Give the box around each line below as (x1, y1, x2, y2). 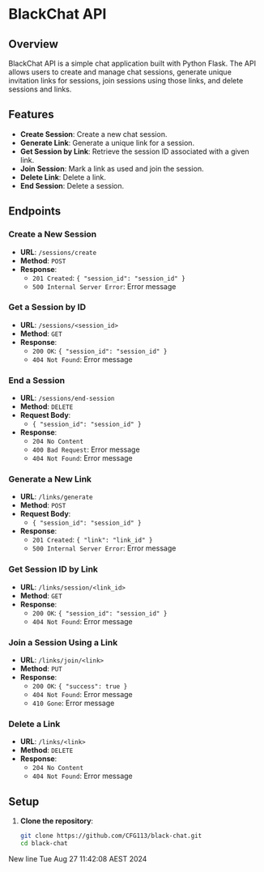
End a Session (8, 374, 66, 385)
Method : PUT (19, 663, 62, 673)
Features (8, 108, 54, 121)
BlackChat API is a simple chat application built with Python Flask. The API (8, 58, 257, 68)
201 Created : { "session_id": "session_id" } (32, 273, 186, 283)
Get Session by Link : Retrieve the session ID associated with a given (19, 147, 249, 156)
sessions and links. (8, 84, 72, 94)
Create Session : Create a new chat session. (19, 129, 168, 138)
